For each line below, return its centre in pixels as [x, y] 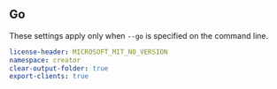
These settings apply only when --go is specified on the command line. [138, 35]
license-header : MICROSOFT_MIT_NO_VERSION [88, 52]
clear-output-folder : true [59, 68]
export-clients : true [49, 77]
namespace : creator [45, 60]
